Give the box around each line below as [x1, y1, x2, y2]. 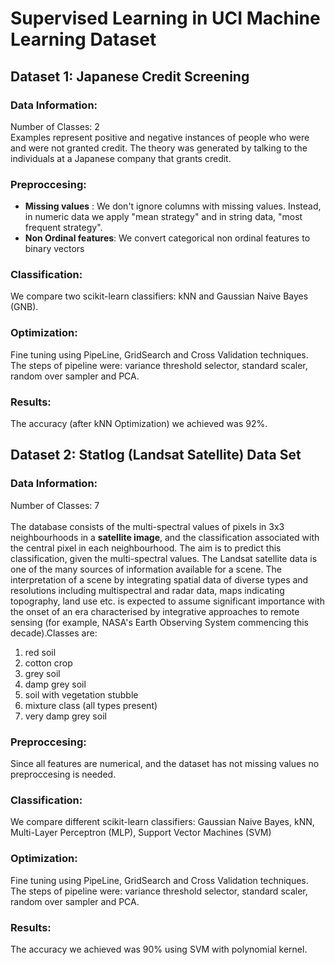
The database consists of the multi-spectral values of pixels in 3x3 [10, 520, 285, 532]
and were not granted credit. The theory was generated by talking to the [10, 142, 308, 154]
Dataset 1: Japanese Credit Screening [10, 68, 250, 85]
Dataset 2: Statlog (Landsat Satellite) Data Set [10, 447, 302, 464]
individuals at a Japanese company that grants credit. [10, 152, 232, 164]
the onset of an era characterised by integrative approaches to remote [10, 605, 300, 617]
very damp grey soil [24, 710, 107, 722]
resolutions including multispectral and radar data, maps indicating [10, 584, 285, 596]
